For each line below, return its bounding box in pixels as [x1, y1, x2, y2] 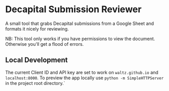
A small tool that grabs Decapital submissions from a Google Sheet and [5, 20, 154, 26]
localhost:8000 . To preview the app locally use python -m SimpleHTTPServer [5, 75, 164, 81]
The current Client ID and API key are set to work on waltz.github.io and [5, 69, 159, 75]
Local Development [5, 56, 68, 65]
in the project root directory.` [5, 80, 65, 86]
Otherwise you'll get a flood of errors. [5, 41, 84, 47]
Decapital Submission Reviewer [5, 4, 142, 15]
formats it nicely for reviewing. [5, 25, 69, 32]
